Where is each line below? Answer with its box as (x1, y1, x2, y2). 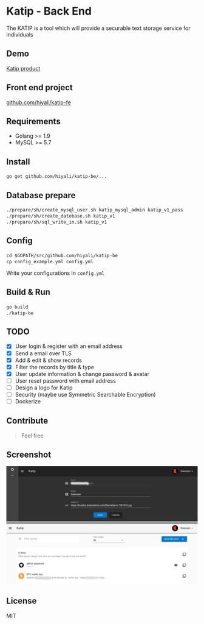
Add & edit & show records (15, 356, 82, 364)
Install (6, 157, 30, 167)
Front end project (6, 82, 73, 93)
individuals (6, 30, 33, 38)
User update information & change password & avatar (15, 370, 150, 377)
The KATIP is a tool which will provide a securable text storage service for (6, 24, 191, 32)
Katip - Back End (6, 4, 92, 18)
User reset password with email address (15, 377, 117, 385)
